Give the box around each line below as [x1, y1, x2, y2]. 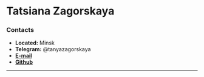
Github [15, 58, 33, 66]
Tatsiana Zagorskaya [6, 4, 115, 18]
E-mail [15, 52, 32, 60]
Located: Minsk [15, 39, 55, 46]
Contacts [6, 26, 35, 34]
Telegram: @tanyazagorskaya [15, 46, 91, 53]
